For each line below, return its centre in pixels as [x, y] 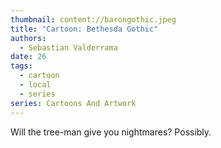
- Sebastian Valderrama [68, 47]
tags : [21, 66]
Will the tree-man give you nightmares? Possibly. [111, 132]
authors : [28, 38]
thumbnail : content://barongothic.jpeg [93, 19]
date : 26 [28, 57]
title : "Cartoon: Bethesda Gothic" [84, 29]
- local [35, 85]
